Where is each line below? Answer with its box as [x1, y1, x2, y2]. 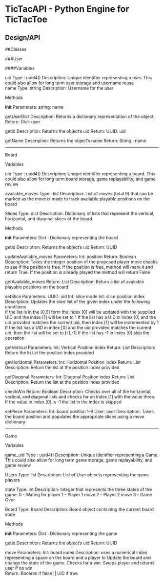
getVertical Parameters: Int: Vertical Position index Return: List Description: [5, 345, 155, 350]
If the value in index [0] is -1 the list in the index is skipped [5, 399, 122, 405]
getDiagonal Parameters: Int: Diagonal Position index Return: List [5, 374, 135, 380]
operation [5, 335, 24, 341]
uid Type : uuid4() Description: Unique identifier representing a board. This [5, 171, 155, 177]
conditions [5, 304, 26, 309]
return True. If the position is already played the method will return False [5, 269, 150, 275]
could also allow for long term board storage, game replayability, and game [5, 176, 156, 182]
